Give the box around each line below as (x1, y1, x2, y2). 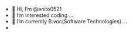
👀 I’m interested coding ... (11, 12, 74, 19)
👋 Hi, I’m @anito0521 (11, 6, 62, 12)
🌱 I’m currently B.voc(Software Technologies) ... (11, 18, 128, 24)
